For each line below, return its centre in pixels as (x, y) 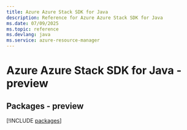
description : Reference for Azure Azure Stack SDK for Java (85, 18)
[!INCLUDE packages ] (34, 121)
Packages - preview (45, 106)
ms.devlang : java (29, 35)
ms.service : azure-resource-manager (53, 40)
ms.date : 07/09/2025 (33, 23)
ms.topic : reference (33, 29)
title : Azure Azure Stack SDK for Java (57, 12)
